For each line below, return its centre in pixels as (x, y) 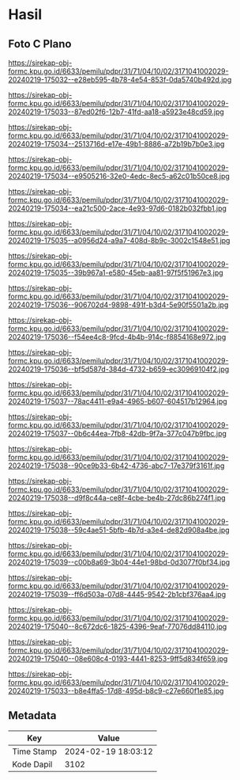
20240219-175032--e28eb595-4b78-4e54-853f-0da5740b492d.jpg (120, 80)
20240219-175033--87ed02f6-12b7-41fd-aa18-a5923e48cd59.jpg (116, 112)
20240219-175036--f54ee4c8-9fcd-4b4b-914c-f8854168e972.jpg (117, 337)
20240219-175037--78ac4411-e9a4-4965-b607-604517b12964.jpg (118, 401)
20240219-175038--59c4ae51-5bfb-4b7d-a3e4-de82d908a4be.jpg (119, 530)
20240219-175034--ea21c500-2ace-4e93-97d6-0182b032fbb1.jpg (118, 208)
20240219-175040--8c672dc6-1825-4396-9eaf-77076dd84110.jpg (118, 626)
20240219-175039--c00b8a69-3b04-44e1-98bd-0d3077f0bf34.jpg (119, 562)
